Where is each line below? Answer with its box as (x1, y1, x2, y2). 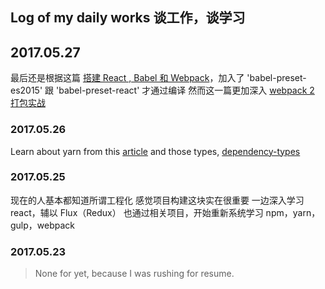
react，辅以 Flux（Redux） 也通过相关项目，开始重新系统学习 (10, 206, 264, 218)
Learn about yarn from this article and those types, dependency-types (10, 145, 301, 157)
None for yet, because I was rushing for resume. (34, 268, 235, 280)
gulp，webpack (10, 219, 76, 231)
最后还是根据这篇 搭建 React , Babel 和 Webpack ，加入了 (10, 72, 245, 84)
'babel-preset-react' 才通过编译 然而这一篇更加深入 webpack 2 (55, 84, 315, 97)
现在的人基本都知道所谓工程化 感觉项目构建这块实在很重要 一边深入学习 (10, 194, 305, 206)
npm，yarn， (265, 206, 321, 218)
